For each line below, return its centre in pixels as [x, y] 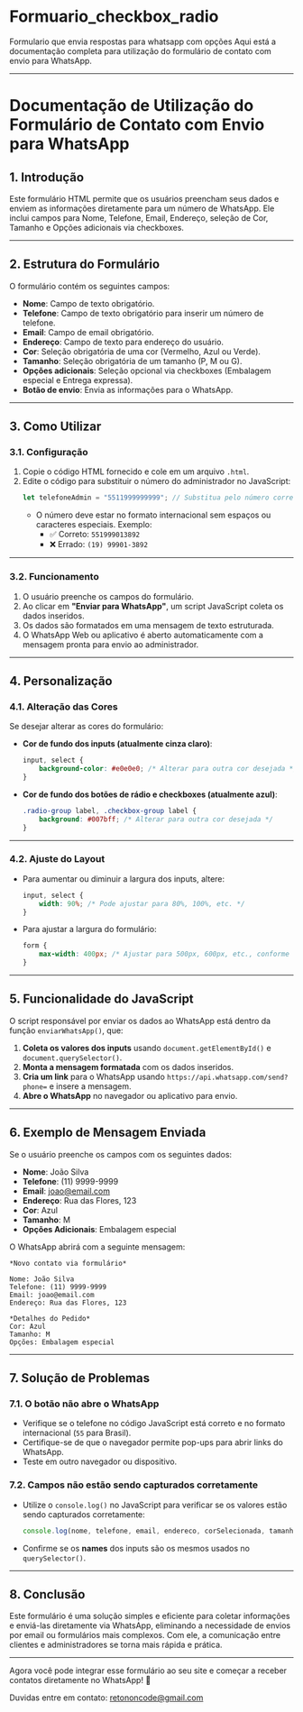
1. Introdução [46, 177]
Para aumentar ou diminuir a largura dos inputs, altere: [124, 879]
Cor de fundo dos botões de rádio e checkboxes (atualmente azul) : [150, 794]
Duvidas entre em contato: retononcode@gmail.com [106, 1698]
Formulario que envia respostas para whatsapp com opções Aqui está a [143, 41]
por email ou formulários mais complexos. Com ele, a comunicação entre [145, 1635]
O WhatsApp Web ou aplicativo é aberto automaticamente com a [143, 635]
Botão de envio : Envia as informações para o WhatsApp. [128, 389]
